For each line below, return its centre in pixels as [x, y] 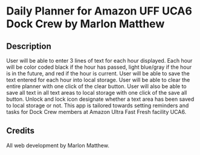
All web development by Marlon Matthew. [58, 145]
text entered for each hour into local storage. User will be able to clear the [98, 80]
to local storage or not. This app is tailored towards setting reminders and [98, 106]
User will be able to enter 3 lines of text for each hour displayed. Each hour [99, 61]
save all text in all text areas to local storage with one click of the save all [97, 93]
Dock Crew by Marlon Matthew [85, 24]
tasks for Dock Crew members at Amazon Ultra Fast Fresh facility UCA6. [96, 112]
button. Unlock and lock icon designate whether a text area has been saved [100, 99]
